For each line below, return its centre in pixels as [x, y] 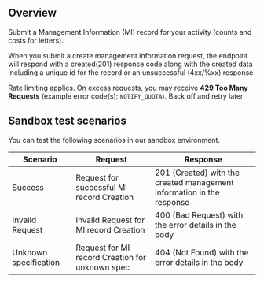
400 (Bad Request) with [199, 214]
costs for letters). [36, 40]
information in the [187, 192]
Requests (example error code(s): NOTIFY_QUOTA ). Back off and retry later [126, 96]
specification [36, 262]
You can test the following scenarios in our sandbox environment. [114, 140]
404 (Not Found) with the [202, 252]
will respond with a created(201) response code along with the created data [130, 64]
